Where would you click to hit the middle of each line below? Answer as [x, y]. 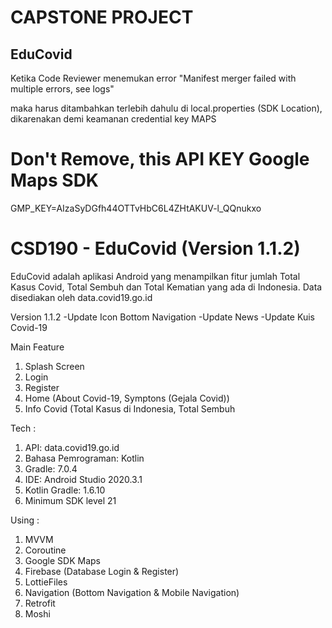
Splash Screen [54, 366]
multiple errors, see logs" [62, 89]
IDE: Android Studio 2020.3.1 [83, 479]
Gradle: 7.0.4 [51, 468]
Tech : [23, 428]
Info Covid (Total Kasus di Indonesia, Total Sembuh [130, 408]
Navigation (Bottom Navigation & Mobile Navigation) [132, 592]
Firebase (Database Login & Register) [102, 571]
